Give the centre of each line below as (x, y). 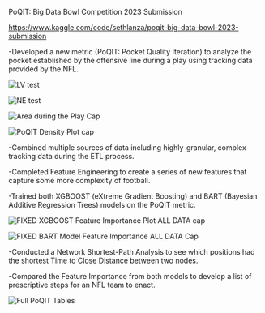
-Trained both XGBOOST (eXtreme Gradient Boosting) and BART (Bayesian (133, 196)
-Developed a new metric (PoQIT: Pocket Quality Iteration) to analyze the (130, 51)
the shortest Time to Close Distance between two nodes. (103, 260)
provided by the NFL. (44, 69)
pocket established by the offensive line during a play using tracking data (130, 60)
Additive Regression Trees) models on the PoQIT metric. (102, 205)
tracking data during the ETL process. (72, 156)
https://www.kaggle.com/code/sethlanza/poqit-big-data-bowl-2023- (124, 27)
